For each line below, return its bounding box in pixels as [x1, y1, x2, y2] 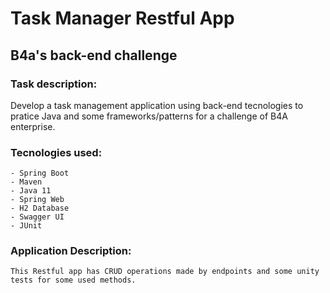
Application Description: [10, 244, 132, 258]
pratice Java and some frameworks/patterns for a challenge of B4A [10, 110, 288, 122]
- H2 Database [10, 203, 70, 214]
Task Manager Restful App [10, 7, 235, 30]
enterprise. [10, 120, 56, 132]
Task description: [10, 77, 98, 91]
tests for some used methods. [10, 275, 137, 286]
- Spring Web [10, 195, 65, 205]
